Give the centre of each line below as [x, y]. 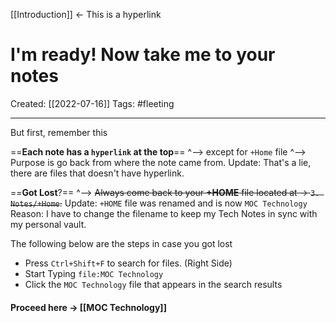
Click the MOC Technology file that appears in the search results [153, 284]
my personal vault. [48, 224]
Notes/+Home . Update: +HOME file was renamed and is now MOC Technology [159, 203]
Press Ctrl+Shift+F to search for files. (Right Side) [128, 263]
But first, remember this [59, 132]
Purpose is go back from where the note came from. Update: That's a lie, [161, 162]
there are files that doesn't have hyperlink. [97, 173]
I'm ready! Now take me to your [143, 55]
